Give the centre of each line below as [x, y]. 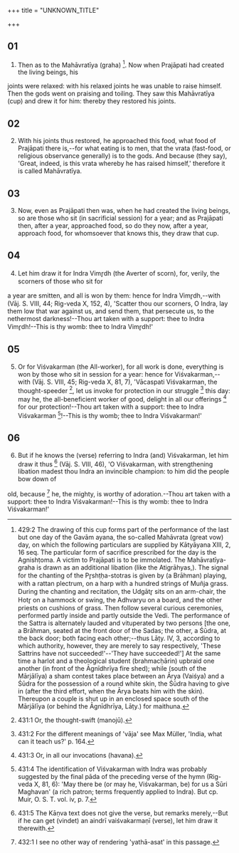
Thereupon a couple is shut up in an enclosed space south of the [113, 698]
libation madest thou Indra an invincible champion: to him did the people [123, 471]
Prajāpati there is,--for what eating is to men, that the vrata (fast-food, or [124, 148]
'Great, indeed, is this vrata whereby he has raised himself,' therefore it [121, 164]
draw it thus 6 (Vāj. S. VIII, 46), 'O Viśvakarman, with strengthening [115, 464]
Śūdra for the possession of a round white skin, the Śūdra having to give [123, 684]
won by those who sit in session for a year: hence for [95, 374]
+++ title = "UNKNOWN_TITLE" [53, 10]
